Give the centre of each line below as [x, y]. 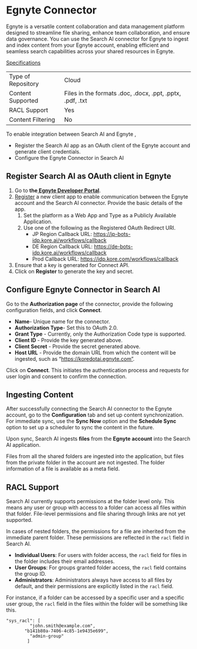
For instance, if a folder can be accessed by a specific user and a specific [95, 597]
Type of [20, 76]
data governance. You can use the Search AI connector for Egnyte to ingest [97, 39]
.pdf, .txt [76, 100]
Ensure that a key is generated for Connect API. [72, 265]
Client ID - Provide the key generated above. [69, 340]
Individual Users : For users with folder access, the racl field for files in [101, 555]
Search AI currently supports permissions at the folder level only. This [90, 501]
